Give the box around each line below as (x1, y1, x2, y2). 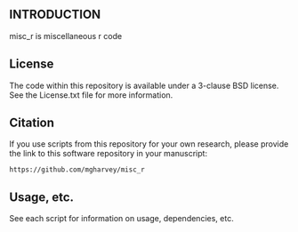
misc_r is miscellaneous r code (9, 30, 123, 41)
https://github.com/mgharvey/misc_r (9, 165, 145, 174)
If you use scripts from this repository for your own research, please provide (9, 139, 289, 149)
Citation (9, 116, 55, 131)
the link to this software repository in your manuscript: (9, 148, 207, 159)
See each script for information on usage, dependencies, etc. (9, 213, 234, 224)
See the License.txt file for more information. (9, 89, 173, 100)
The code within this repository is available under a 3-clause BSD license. (9, 80, 279, 91)
